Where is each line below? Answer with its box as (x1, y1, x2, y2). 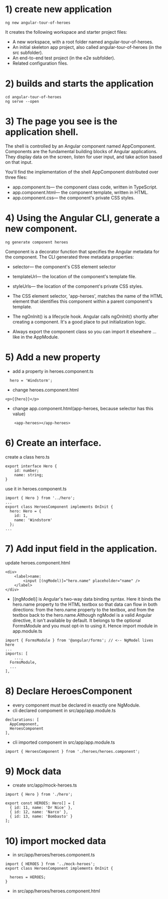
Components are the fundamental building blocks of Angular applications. (5, 148, 158, 154)
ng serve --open (5, 99, 39, 104)
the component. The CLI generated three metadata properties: (5, 253, 134, 260)
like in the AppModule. (12, 334, 59, 340)
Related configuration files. (12, 60, 69, 66)
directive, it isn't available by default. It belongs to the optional (12, 617, 141, 623)
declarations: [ (5, 717, 39, 722)
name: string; (14, 472, 44, 477)
